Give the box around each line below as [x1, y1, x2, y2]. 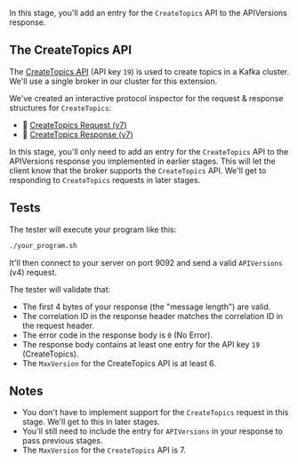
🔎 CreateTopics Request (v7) [21, 119, 127, 130]
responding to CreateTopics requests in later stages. [9, 174, 201, 185]
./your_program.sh [9, 241, 77, 250]
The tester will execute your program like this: [9, 224, 177, 235]
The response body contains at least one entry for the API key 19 [21, 339, 261, 349]
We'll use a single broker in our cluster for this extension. [9, 76, 218, 86]
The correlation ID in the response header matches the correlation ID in [21, 310, 283, 321]
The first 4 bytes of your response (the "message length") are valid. [21, 301, 271, 312]
